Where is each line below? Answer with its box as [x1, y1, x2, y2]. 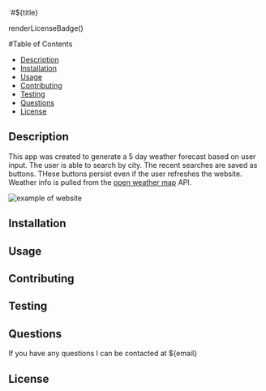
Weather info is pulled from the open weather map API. [8, 177, 192, 187]
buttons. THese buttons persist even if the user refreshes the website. [8, 169, 242, 178]
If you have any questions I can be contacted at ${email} [8, 349, 197, 359]
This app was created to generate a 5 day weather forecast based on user [8, 151, 256, 161]
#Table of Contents [8, 39, 73, 49]
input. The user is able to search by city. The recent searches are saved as [8, 160, 258, 170]
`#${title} [8, 8, 39, 17]
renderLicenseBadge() [8, 24, 84, 32]
